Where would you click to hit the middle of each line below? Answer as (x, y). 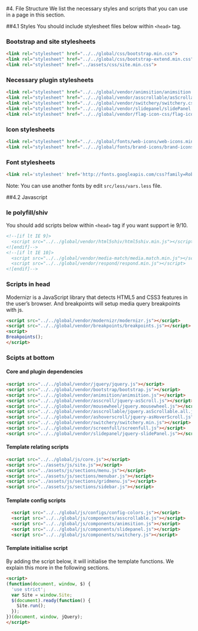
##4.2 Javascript (27, 197)
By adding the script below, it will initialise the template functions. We (90, 561)
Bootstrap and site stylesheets (51, 41)
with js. (15, 310)
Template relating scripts (37, 447)
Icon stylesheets (30, 129)
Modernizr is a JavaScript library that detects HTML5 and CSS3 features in (97, 297)
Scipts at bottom (30, 357)
